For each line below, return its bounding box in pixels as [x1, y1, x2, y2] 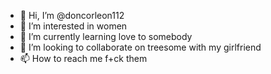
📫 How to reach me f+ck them [19, 53, 148, 64]
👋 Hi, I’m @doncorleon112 [19, 10, 125, 21]
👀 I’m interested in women [19, 20, 128, 32]
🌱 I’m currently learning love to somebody [19, 31, 193, 42]
